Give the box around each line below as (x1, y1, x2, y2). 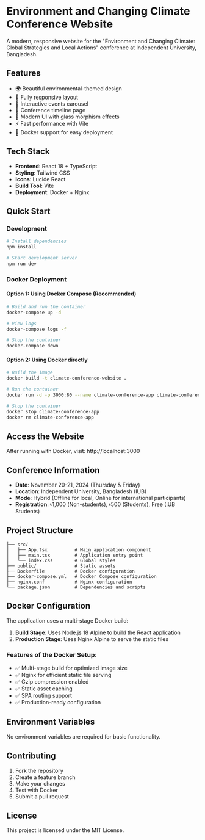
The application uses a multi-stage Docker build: (6, 617, 129, 624)
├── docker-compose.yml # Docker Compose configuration (6, 573, 157, 579)
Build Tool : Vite (15, 182, 54, 189)
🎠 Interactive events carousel (15, 100, 88, 107)
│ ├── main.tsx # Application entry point (6, 552, 143, 558)
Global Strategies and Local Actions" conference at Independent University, (6, 44, 197, 51)
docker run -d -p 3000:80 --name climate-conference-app (6, 392, 154, 398)
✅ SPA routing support (15, 692, 72, 699)
